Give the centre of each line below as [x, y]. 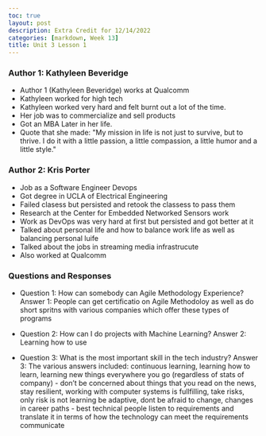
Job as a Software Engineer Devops [78, 187]
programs [36, 318]
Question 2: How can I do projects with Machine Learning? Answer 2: [133, 334]
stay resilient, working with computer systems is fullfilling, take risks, [132, 391]
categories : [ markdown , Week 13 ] [64, 38]
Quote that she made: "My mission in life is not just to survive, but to [131, 133]
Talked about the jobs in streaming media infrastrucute [109, 247]
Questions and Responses [60, 275]
